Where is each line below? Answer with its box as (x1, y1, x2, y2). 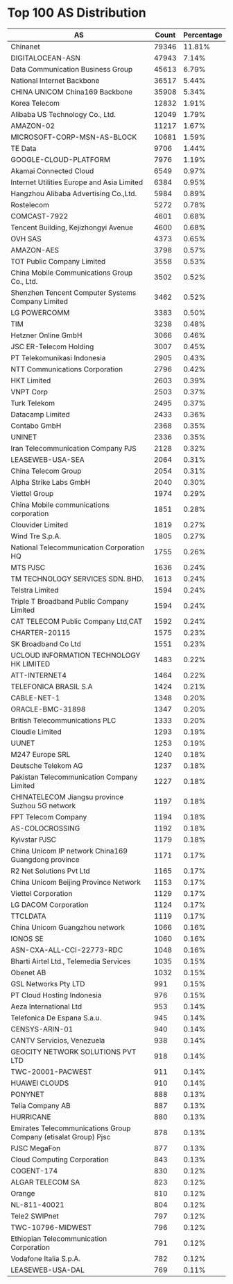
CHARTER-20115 (10, 627, 71, 637)
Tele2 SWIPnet (10, 1211, 59, 1221)
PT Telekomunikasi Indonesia (10, 353, 106, 362)
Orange (10, 1188, 35, 1198)
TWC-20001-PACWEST (10, 1066, 92, 1076)
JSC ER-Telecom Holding (10, 342, 94, 351)
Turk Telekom (10, 398, 55, 408)
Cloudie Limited (10, 727, 62, 737)
